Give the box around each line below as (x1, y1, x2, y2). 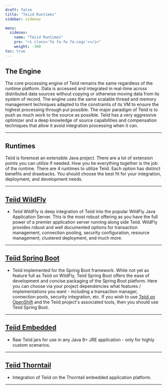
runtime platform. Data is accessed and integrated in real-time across (5, 86, 148, 92)
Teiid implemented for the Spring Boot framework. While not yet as (12, 267, 149, 273)
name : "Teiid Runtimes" (14, 35, 64, 40)
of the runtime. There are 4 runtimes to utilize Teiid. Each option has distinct (5, 165, 161, 172)
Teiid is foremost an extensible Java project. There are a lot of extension (5, 155, 153, 161)
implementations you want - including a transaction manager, (12, 288, 138, 294)
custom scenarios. (12, 342, 51, 348)
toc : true (5, 48, 26, 54)
